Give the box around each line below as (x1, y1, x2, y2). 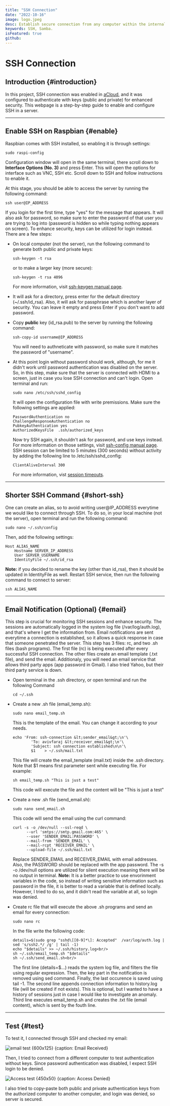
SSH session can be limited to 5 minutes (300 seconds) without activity (12, 447, 162, 453)
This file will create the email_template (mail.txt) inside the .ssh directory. (12, 757, 164, 763)
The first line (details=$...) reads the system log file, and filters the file (12, 964, 158, 970)
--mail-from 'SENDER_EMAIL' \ (26, 838, 90, 843)
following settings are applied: (12, 404, 76, 410)
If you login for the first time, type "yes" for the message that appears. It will (5, 209, 164, 215)
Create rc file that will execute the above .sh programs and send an (12, 904, 153, 910)
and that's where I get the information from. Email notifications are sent (5, 629, 154, 635)
